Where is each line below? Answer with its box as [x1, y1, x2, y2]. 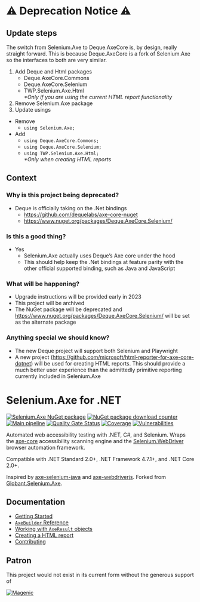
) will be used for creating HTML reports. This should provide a [30, 360, 186, 367]
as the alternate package [14, 318, 76, 326]
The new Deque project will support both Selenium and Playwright [14, 347, 178, 354]
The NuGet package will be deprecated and [14, 306, 122, 313]
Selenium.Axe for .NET [6, 393, 122, 407]
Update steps [6, 28, 57, 38]
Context [6, 173, 37, 183]
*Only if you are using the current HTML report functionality [23, 94, 173, 100]
